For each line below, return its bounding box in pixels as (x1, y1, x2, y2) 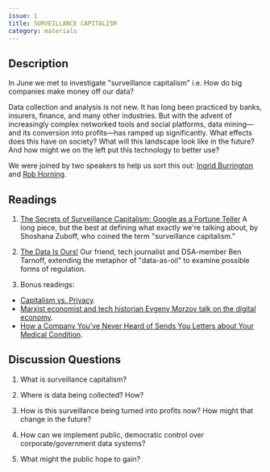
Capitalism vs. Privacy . (19, 295, 96, 305)
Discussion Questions (8, 353, 121, 367)
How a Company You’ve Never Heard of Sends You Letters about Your (19, 321, 254, 331)
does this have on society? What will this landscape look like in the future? (8, 136, 255, 146)
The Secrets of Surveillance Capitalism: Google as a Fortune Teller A (19, 215, 247, 223)
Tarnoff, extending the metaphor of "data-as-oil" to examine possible (19, 256, 250, 265)
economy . (19, 312, 54, 322)
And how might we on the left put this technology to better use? (8, 145, 220, 155)
